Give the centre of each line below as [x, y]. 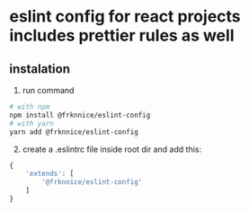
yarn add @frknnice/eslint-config [74, 132]
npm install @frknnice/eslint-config [80, 115]
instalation [40, 69]
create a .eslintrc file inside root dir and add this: [112, 149]
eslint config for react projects [125, 17]
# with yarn [31, 123]
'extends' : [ [50, 174]
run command [48, 90]
